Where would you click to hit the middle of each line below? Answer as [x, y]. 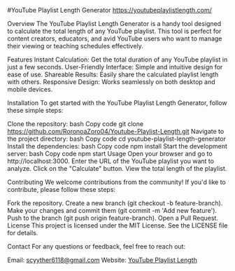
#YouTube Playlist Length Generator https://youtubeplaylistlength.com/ [109, 10]
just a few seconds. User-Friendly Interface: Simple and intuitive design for [115, 67]
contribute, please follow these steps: [62, 189]
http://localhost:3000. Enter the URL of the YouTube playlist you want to [111, 161]
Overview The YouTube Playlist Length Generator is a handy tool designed [114, 23]
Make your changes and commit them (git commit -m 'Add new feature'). [112, 210]
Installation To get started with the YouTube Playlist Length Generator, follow [117, 103]
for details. [23, 233]
